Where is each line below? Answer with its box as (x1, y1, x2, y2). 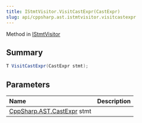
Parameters (6, 79, 50, 89)
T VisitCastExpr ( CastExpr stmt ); (6, 63, 89, 69)
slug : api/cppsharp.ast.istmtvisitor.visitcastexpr (6, 14, 136, 20)
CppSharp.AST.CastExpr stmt (9, 107, 92, 115)
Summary (6, 47, 43, 57)
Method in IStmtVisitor (6, 30, 61, 37)
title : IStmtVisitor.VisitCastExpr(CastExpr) (6, 8, 120, 15)
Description (96, 97, 131, 105)
